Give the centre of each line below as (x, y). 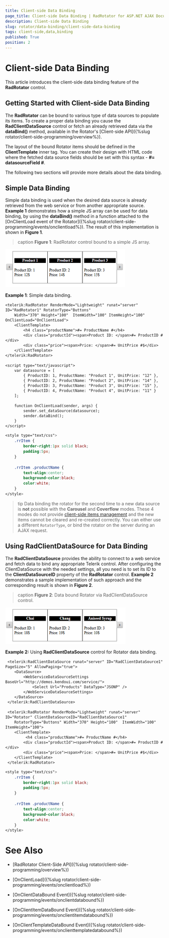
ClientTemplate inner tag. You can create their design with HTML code (79, 152)
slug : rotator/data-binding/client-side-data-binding (63, 27)
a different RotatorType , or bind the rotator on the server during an (86, 525)
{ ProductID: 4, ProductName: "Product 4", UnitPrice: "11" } (90, 391)
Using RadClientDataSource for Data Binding (76, 546)
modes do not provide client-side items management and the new (86, 514)
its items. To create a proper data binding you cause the (63, 120)
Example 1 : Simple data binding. (38, 295)
